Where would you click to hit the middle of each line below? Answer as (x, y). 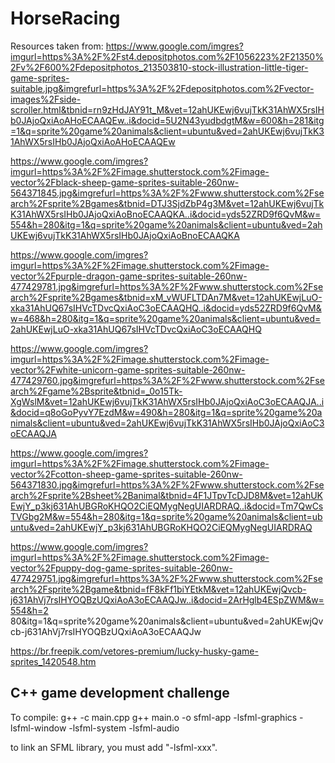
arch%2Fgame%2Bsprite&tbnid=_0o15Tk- (96, 391)
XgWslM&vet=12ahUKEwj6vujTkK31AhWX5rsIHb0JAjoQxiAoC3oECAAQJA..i (167, 401)
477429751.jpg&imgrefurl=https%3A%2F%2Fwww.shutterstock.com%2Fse (166, 578)
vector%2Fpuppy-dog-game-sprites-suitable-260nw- (121, 568)
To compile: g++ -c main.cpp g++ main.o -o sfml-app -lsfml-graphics (154, 717)
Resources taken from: (57, 46)
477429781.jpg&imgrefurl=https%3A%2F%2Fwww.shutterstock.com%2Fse (167, 286)
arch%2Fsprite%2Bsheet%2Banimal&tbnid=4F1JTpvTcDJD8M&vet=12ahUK (166, 495)
